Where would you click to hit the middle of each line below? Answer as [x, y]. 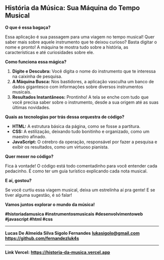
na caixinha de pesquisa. [37, 76]
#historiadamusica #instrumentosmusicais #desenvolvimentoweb [74, 214]
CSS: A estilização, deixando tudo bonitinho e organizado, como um [81, 131]
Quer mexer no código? [29, 156]
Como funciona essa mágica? [36, 62]
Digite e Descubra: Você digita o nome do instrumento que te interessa [84, 71]
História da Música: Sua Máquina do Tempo [72, 8]
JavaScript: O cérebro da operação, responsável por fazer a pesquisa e [85, 142]
